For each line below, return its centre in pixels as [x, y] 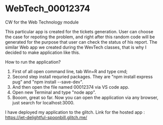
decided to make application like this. [43, 52]
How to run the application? [33, 62]
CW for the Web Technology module [42, 22]
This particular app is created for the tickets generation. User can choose [79, 31]
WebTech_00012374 [48, 9]
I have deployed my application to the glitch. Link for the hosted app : [75, 112]
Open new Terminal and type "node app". [54, 92]
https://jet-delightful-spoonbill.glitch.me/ [46, 117]
